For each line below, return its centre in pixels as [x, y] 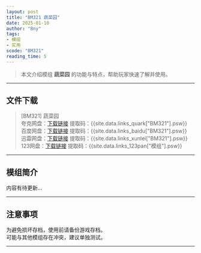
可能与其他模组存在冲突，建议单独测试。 [56, 237]
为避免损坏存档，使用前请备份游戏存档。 [56, 230]
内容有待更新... [25, 188]
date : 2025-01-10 [28, 23]
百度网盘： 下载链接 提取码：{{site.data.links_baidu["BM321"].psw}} [104, 131]
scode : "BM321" [25, 51]
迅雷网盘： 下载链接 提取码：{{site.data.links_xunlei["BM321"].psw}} [104, 138]
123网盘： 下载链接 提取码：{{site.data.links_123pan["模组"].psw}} [101, 146]
